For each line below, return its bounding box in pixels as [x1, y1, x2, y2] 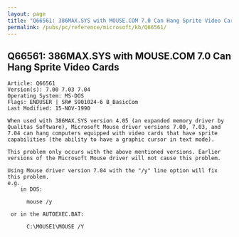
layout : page [7, 10, 46, 18]
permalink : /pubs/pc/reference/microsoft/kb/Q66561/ [7, 23, 167, 31]
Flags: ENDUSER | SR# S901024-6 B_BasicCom [7, 99, 139, 106]
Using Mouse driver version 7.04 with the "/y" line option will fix [7, 167, 218, 174]
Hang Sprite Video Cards [7, 61, 119, 73]
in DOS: [20, 186, 43, 193]
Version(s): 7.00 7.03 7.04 [7, 86, 91, 93]
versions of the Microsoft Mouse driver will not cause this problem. [7, 154, 221, 162]
